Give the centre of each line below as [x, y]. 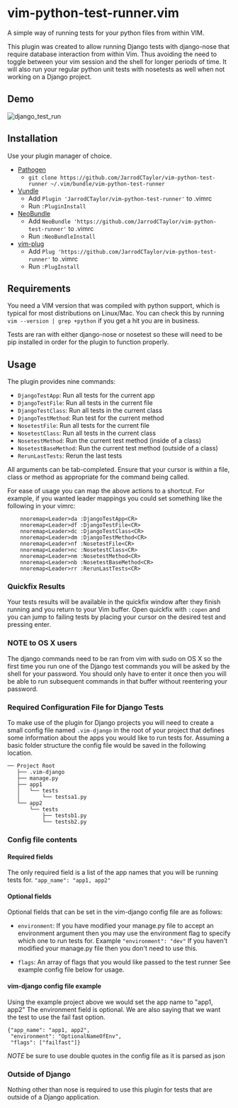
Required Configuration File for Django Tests [86, 707]
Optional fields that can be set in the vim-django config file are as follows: [115, 912]
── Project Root [31, 766]
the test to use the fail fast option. [56, 1017]
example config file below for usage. [71, 970]
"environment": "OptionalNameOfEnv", [66, 1036]
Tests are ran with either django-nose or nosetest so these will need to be [115, 335]
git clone [43, 178]
